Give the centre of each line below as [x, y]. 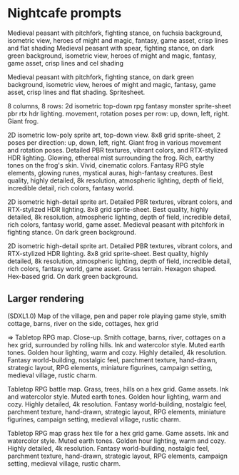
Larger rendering [46, 298]
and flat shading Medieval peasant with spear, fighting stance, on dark [111, 48]
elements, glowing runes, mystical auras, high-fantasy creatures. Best [110, 173]
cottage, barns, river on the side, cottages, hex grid [83, 323]
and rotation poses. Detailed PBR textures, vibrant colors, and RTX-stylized [118, 150]
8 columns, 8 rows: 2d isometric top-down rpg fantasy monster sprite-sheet [119, 106]
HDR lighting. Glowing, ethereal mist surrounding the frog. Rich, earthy [111, 158]
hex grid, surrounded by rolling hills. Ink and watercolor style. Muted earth [116, 344]
